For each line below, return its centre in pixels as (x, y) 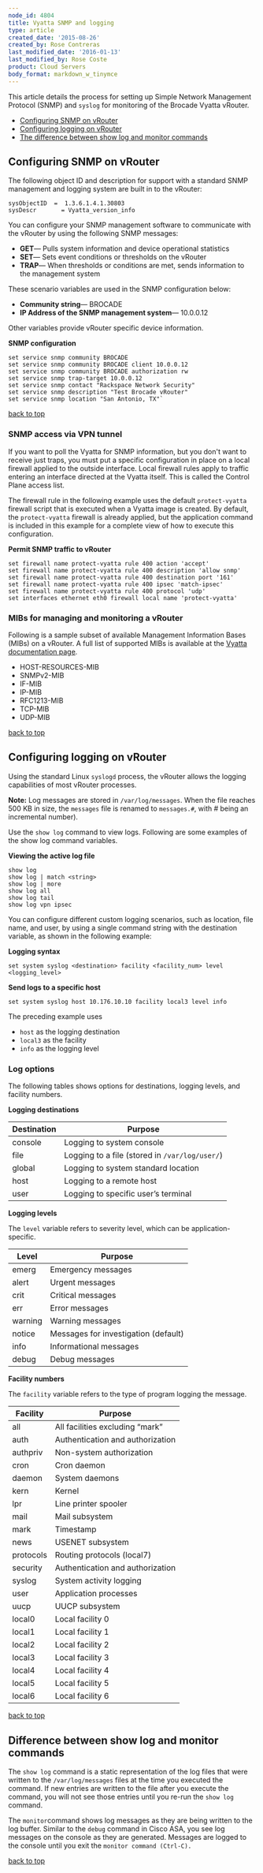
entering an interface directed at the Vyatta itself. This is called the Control (129, 476)
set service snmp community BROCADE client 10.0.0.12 (98, 365)
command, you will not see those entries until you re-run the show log (121, 1797)
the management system (60, 274)
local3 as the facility (53, 1040)
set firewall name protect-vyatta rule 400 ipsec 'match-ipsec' (116, 584)
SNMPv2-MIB (42, 676)
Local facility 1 (82, 1632)
